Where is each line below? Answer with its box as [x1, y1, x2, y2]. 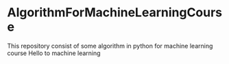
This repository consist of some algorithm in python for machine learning [7, 42, 213, 50]
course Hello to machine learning [7, 49, 101, 57]
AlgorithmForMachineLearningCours [7, 5, 223, 20]
